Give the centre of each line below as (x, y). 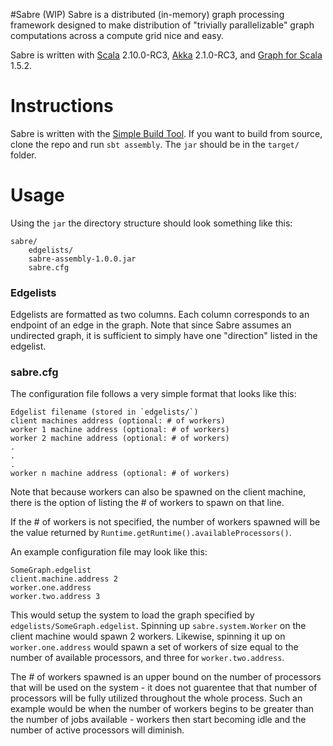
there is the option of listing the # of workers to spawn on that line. (147, 503)
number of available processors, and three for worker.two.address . (147, 658)
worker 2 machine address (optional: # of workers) (120, 439)
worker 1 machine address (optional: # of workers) (120, 430)
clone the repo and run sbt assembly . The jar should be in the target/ (155, 144)
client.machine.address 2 (64, 579)
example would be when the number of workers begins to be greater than (162, 709)
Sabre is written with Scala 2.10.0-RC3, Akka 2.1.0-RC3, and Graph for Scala (166, 55)
